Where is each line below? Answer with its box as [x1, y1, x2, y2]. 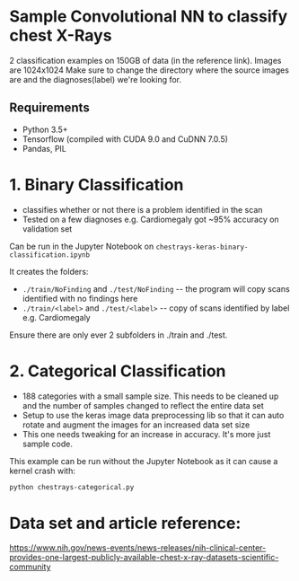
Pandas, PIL [22, 143, 67, 154]
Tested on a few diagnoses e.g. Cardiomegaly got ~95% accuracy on [22, 214, 280, 224]
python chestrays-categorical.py [9, 482, 135, 491]
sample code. [22, 438, 74, 449]
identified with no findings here [22, 293, 138, 304]
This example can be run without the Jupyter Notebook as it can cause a [9, 455, 278, 466]
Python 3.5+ [22, 124, 69, 135]
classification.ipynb [9, 250, 91, 260]
